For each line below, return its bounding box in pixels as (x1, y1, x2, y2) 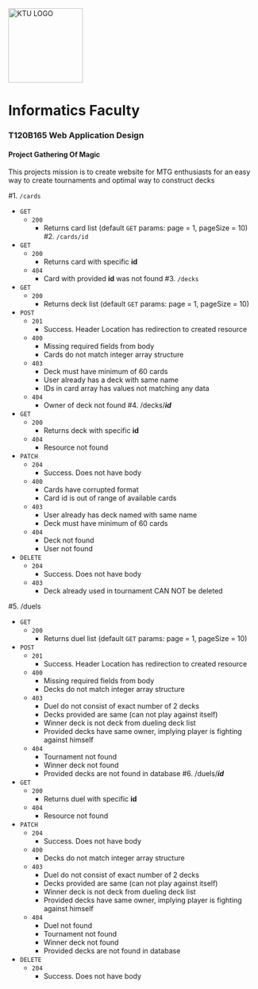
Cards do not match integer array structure (43, 350, 184, 360)
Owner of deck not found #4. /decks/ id (43, 400, 172, 410)
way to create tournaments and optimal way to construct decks (8, 176, 215, 185)
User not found (43, 544, 94, 554)
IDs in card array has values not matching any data (43, 384, 210, 393)
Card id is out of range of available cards (43, 493, 177, 503)
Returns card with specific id (43, 257, 138, 267)
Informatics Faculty (8, 102, 141, 120)
